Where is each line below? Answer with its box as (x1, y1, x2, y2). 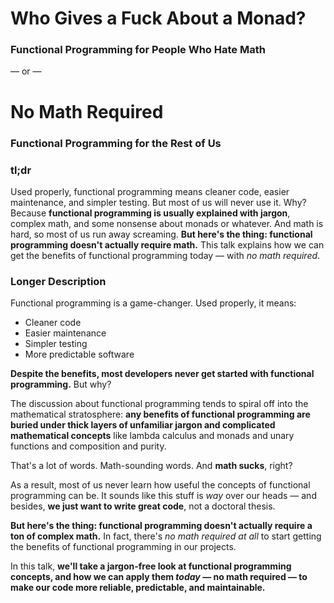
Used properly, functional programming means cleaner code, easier (10, 185, 290, 197)
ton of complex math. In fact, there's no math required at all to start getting (10, 530, 322, 542)
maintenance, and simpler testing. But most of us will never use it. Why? (10, 196, 307, 208)
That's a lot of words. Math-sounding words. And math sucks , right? (10, 460, 293, 472)
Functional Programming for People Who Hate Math (10, 43, 266, 57)
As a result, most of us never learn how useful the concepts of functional (10, 479, 311, 491)
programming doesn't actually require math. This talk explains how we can (10, 238, 325, 251)
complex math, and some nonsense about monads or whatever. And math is (10, 217, 324, 229)
